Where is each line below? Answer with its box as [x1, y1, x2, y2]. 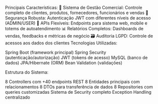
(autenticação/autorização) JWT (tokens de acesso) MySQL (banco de [5, 55, 148, 61]
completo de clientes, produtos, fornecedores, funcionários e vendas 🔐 [5, 10, 149, 16]
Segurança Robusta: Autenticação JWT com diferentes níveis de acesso [5, 15, 151, 21]
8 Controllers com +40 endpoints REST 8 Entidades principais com [5, 79, 140, 84]
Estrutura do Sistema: [5, 69, 49, 75]
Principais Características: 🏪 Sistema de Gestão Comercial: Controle [5, 5, 143, 10]
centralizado [5, 94, 30, 100]
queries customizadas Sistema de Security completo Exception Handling [5, 89, 152, 95]
